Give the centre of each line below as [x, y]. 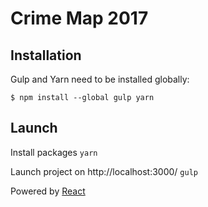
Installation [46, 55]
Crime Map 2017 [79, 18]
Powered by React [48, 191]
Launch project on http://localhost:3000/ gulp [104, 171]
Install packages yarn [54, 152]
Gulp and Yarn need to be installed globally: [100, 79]
